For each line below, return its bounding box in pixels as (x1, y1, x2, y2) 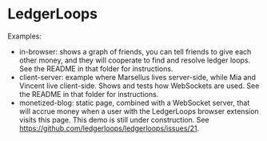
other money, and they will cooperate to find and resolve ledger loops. (18, 55, 251, 65)
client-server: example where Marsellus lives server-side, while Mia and (18, 72, 257, 82)
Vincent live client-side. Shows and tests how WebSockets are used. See (18, 81, 260, 91)
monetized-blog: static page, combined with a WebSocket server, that (18, 98, 250, 107)
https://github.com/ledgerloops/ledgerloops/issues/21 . (18, 123, 200, 133)
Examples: (7, 31, 42, 41)
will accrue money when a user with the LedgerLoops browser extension (18, 106, 259, 116)
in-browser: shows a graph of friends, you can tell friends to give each (18, 46, 252, 56)
